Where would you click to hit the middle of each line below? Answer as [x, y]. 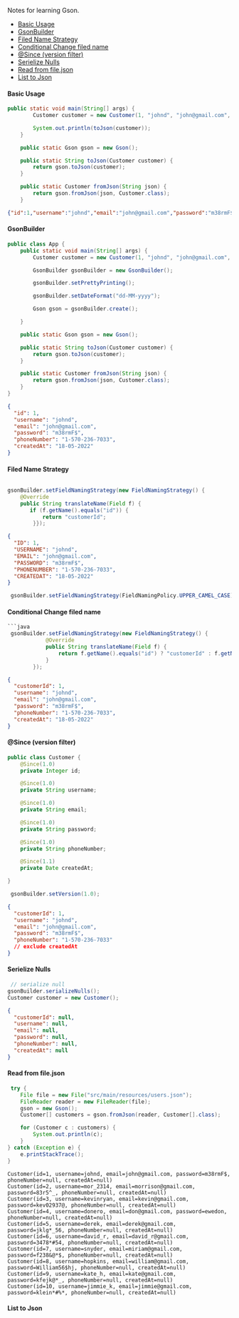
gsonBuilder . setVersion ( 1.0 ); [55, 894]
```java [19, 627]
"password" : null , [41, 1038]
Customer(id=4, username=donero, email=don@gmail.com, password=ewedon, [117, 1211]
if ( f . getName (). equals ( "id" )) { [79, 510]
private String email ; [54, 810]
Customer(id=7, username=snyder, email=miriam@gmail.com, [95, 1249]
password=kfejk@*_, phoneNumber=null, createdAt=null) [90, 1280]
